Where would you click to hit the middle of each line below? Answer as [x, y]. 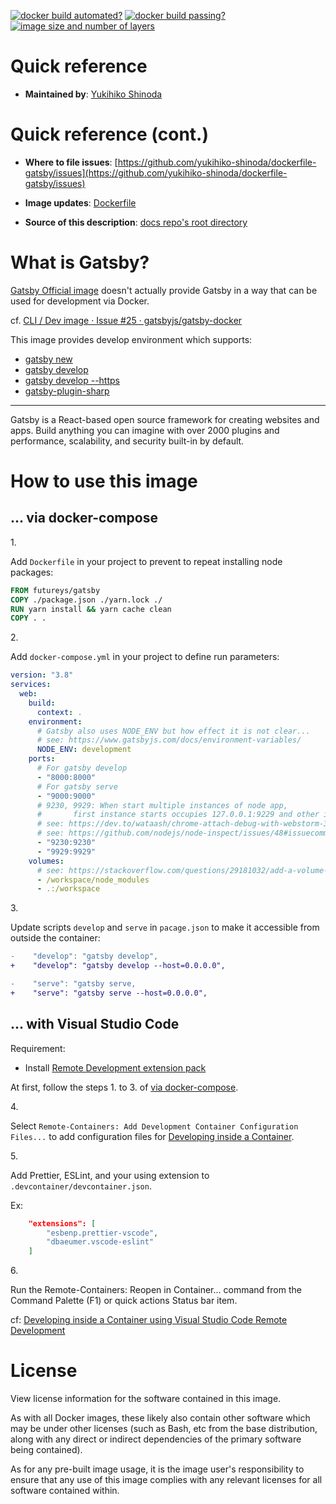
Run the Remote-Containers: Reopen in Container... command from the [156, 1290]
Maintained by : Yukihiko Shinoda [93, 94]
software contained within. [65, 1491]
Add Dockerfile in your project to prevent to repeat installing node [146, 561]
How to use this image [104, 481]
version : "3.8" [42, 675]
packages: [32, 572]
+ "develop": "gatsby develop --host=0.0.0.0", [118, 966]
